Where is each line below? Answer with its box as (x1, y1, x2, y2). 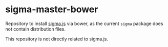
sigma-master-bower (5, 4, 98, 15)
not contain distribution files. (5, 26, 66, 32)
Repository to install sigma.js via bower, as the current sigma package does (5, 20, 163, 27)
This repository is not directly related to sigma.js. (5, 36, 109, 42)
